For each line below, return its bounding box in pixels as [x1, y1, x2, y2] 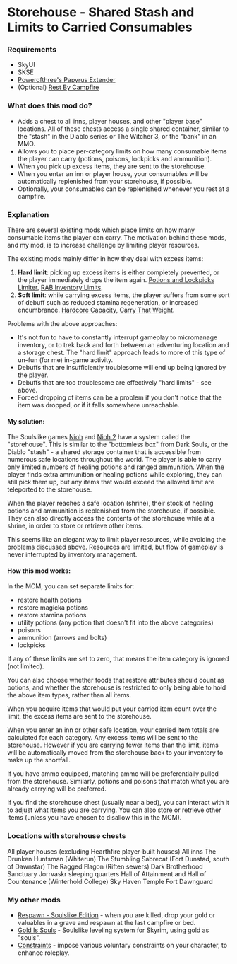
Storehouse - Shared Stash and [7, 4, 195, 21]
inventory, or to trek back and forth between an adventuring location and [17, 341, 229, 349]
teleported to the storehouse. [7, 485, 92, 494]
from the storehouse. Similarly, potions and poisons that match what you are [7, 777, 229, 786]
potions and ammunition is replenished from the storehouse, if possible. [7, 506, 217, 515]
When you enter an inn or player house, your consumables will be [17, 169, 208, 178]
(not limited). [7, 662, 44, 670]
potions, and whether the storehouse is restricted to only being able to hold [7, 683, 226, 692]
